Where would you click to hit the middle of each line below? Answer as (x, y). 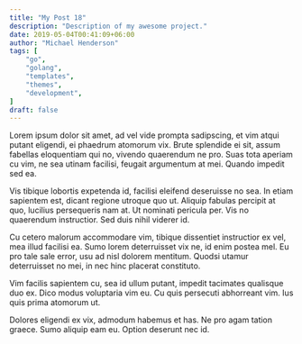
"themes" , (44, 85)
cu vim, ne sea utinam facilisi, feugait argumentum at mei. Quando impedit (147, 164)
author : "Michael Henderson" (64, 43)
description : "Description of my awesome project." (108, 26)
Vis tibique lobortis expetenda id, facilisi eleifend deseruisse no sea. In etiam (151, 191)
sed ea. (23, 174)
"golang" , (44, 68)
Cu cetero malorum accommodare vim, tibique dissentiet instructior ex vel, (148, 237)
